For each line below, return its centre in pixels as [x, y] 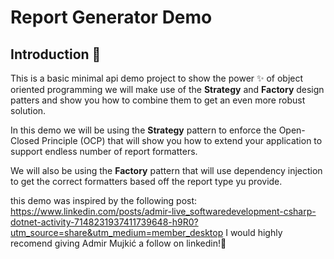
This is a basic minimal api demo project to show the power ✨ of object [157, 78]
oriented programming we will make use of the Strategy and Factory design [167, 89]
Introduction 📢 [56, 54]
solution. [28, 110]
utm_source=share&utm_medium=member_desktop [117, 232]
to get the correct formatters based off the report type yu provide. [146, 181]
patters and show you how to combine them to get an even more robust [158, 100]
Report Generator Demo [111, 17]
